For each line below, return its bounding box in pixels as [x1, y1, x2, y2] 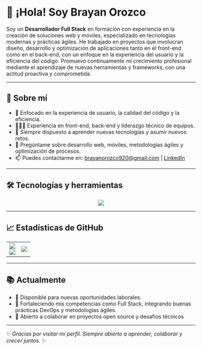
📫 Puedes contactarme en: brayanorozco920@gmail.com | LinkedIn [14, 154, 185, 161]
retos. [14, 135, 30, 142]
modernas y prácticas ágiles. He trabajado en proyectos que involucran [6, 38, 183, 45]
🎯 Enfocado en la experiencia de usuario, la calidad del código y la [14, 109, 180, 116]
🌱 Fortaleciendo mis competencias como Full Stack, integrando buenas [14, 300, 191, 307]
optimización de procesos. [14, 147, 81, 155]
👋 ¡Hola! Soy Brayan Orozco [6, 5, 146, 19]
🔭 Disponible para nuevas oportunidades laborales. [14, 294, 142, 301]
